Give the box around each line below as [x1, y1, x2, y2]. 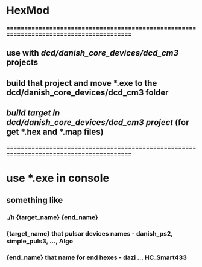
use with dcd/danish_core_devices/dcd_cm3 [6, 48, 179, 58]
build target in [6, 108, 60, 118]
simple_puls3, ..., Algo [6, 237, 74, 245]
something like [6, 195, 63, 205]
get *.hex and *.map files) [6, 126, 104, 137]
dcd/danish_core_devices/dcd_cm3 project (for [6, 117, 189, 127]
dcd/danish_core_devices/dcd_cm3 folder [6, 87, 169, 97]
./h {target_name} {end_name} [6, 213, 98, 222]
